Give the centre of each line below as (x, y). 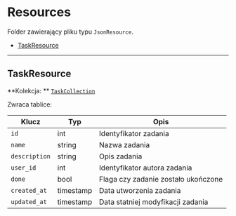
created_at (29, 190)
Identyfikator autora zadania (146, 168)
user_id (24, 168)
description (31, 156)
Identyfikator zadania (135, 133)
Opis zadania (121, 156)
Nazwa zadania (125, 144)
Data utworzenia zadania (140, 190)
